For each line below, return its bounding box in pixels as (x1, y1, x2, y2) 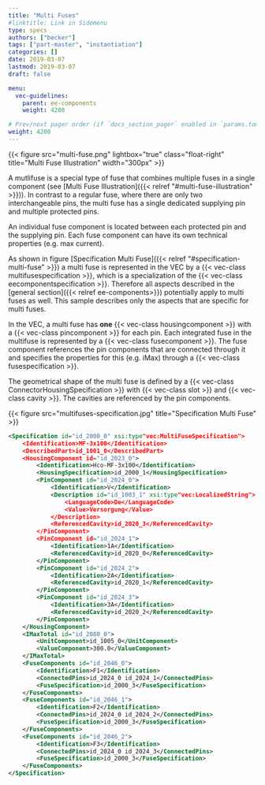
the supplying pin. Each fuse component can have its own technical (8, 230, 228, 240)
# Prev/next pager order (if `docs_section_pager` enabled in (8, 121, 217, 128)
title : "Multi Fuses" (8, 11, 80, 20)
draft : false (8, 70, 51, 78)
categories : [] (8, 48, 58, 56)
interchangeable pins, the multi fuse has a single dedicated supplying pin (8, 198, 246, 207)
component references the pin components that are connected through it (8, 344, 246, 354)
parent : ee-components (22, 99, 97, 107)
